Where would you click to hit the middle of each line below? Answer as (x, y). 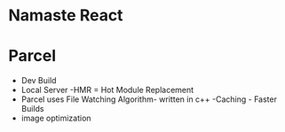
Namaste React (66, 16)
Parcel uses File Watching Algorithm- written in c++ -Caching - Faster (149, 99)
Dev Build (39, 81)
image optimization (56, 118)
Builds (32, 109)
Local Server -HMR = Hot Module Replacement (107, 90)
